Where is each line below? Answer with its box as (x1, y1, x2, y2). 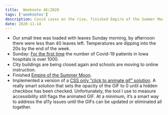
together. (12, 104, 31, 110)
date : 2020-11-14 (5, 21, 41, 26)
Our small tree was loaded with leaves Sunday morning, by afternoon (12, 35, 155, 41)
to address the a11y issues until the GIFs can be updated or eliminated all (12, 98, 162, 105)
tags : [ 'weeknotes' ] (5, 12, 48, 17)
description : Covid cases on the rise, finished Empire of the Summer (5, 16, 155, 21)
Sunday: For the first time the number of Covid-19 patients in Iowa (12, 51, 148, 57)
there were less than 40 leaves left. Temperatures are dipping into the (12, 40, 156, 46)
